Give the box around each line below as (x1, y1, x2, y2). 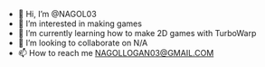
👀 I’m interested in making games (17, 18, 143, 29)
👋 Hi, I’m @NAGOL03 (17, 9, 97, 19)
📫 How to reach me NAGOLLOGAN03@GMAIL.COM (17, 48, 214, 58)
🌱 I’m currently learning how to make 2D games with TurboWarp (17, 28, 257, 38)
